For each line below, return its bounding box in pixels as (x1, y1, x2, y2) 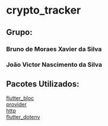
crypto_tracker (6, 4, 81, 17)
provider (6, 101, 27, 108)
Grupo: (6, 27, 33, 37)
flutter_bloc (6, 95, 34, 102)
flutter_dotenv (6, 114, 40, 121)
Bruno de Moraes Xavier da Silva (6, 45, 102, 53)
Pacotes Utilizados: (6, 79, 80, 89)
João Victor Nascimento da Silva (6, 60, 103, 69)
